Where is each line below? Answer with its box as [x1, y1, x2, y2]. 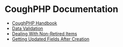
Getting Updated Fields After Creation [11, 36, 90, 42]
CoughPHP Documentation [4, 3, 119, 15]
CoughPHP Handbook [11, 20, 57, 26]
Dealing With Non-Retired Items [11, 30, 78, 36]
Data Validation [11, 25, 43, 31]
